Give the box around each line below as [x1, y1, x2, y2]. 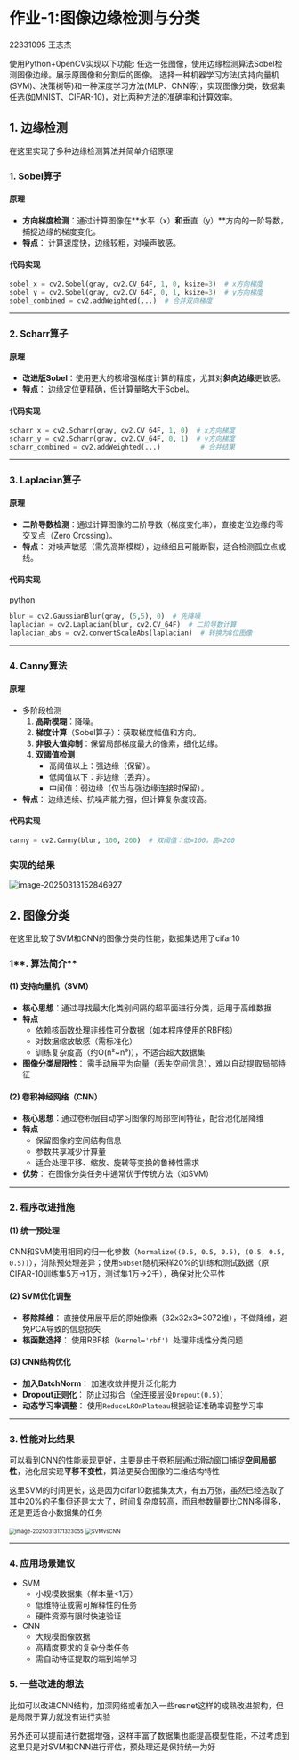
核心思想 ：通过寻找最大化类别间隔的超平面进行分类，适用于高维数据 [21, 1002, 272, 1013]
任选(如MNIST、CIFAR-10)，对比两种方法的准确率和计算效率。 [9, 91, 238, 102]
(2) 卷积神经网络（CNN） [9, 1091, 102, 1102]
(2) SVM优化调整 [9, 1290, 72, 1301]
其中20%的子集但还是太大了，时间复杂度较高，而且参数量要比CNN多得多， [9, 1496, 287, 1507]
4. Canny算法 [9, 660, 68, 672]
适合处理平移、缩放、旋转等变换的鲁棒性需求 [35, 1157, 200, 1168]
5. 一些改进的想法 [9, 1678, 85, 1691]
